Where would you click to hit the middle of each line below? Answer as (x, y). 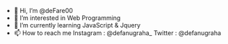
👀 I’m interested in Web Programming (67, 18)
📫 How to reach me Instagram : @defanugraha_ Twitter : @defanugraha (117, 33)
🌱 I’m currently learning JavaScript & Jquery (77, 25)
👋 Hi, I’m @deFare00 (43, 11)
